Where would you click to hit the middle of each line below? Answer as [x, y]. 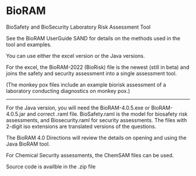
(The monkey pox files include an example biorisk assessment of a [86, 84]
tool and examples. [29, 44]
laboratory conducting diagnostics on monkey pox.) [68, 91]
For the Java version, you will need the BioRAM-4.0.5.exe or [78, 108]
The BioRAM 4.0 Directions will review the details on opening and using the [96, 137]
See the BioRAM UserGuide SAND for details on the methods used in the [93, 38]
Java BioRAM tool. [28, 144]
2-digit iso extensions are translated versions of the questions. [81, 126]
